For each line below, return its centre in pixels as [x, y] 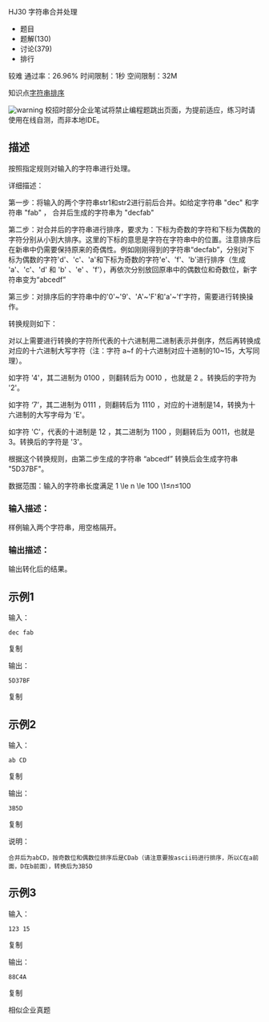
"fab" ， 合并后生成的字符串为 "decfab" [89, 212]
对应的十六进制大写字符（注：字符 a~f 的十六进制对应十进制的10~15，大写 [130, 350]
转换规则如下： [33, 324]
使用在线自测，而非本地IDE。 [56, 120]
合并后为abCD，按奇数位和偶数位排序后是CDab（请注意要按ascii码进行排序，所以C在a [130, 858]
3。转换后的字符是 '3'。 [47, 441]
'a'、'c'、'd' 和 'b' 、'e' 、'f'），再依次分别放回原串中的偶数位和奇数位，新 [129, 269]
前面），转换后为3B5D [63, 867]
